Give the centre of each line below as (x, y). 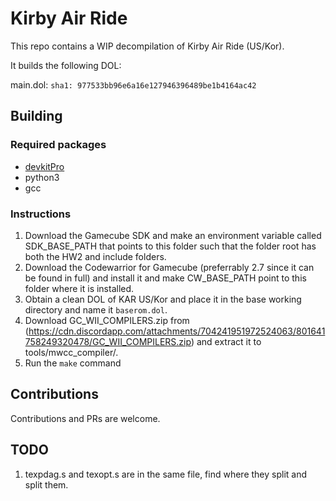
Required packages (58, 145)
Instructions (41, 214)
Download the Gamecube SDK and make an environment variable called (173, 235)
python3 (42, 177)
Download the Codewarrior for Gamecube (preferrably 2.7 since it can (169, 267)
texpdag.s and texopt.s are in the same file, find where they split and (166, 474)
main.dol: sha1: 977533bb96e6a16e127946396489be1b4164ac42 (133, 84)
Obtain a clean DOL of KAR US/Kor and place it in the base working (163, 299)
